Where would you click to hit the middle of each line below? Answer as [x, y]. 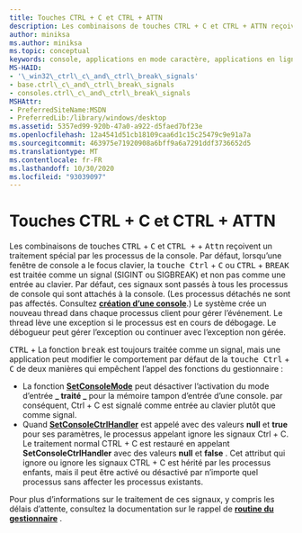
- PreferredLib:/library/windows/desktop [88, 118]
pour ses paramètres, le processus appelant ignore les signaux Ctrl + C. [155, 434]
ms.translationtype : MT [54, 151]
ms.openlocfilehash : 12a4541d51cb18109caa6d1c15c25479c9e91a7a [130, 135]
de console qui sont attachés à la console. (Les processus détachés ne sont [150, 294]
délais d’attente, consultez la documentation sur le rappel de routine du [142, 509]
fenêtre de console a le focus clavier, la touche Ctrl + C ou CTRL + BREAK [149, 266]
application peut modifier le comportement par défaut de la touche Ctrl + [150, 359]
